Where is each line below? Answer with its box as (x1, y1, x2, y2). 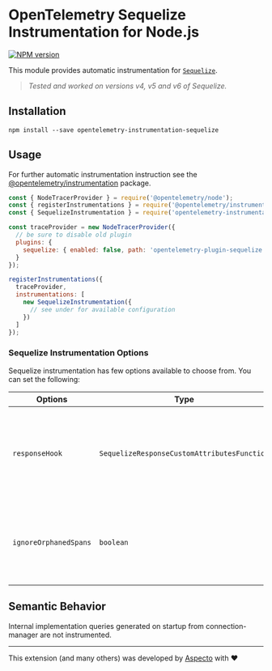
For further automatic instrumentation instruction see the (8, 169, 198, 179)
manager (8, 630, 39, 639)
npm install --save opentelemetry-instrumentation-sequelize (8, 125, 219, 134)
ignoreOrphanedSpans (12, 537, 91, 547)
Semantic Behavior (8, 600, 107, 614)
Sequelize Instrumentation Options (8, 347, 149, 359)
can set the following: (8, 374, 81, 384)
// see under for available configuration (29, 305, 176, 313)
